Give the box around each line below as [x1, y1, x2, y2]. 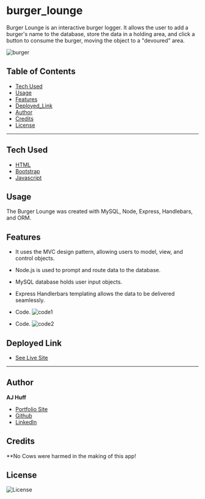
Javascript [15, 174, 42, 181]
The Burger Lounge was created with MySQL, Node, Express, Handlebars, [6, 208, 193, 215]
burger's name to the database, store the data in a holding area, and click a [6, 30, 195, 37]
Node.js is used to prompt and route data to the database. [15, 267, 161, 274]
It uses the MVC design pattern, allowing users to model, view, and [15, 248, 183, 256]
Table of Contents [6, 66, 76, 77]
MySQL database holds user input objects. [15, 278, 123, 285]
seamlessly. [15, 296, 45, 304]
